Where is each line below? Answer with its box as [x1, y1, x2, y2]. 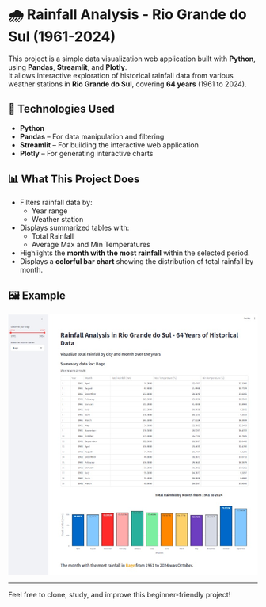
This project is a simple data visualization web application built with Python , [8, 54, 256, 63]
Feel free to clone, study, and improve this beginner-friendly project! [8, 590, 231, 599]
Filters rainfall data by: [19, 197, 93, 207]
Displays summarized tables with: [19, 223, 130, 232]
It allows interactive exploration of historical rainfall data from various [8, 71, 234, 80]
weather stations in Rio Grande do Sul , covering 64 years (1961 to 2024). [8, 79, 247, 89]
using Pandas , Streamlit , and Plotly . [8, 62, 127, 71]
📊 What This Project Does [8, 173, 140, 186]
